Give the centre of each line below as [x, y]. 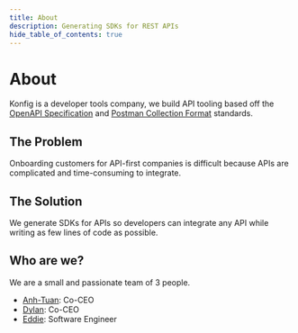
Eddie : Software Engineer [69, 319]
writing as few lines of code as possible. [84, 232]
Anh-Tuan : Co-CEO [58, 300]
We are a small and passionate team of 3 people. [100, 282]
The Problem [46, 142]
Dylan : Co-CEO [50, 309]
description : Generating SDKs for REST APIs [94, 26]
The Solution [46, 201]
